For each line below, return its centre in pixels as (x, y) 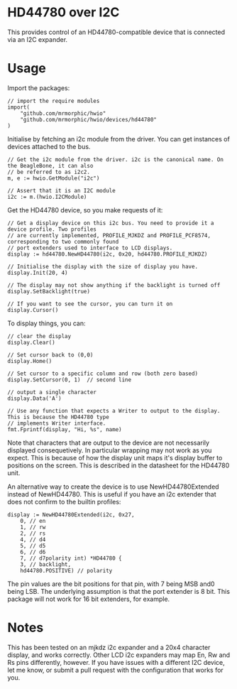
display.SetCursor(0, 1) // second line (70, 380)
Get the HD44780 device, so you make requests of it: (85, 210)
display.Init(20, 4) (38, 273)
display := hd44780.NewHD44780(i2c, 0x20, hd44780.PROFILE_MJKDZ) (108, 254)
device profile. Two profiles (52, 229)
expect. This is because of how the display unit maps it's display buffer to (115, 457)
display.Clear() (31, 342)
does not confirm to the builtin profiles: (64, 501)
